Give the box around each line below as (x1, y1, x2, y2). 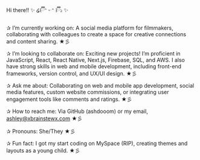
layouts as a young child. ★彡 (6, 147, 80, 154)
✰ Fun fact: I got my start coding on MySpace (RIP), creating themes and (6, 140, 188, 147)
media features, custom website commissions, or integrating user (6, 89, 169, 95)
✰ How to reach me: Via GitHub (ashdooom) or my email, (6, 107, 148, 115)
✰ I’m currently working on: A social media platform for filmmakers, (6, 24, 173, 31)
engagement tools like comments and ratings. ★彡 (6, 95, 132, 103)
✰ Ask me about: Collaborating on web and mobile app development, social (6, 82, 195, 89)
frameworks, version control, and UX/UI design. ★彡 (6, 70, 137, 77)
